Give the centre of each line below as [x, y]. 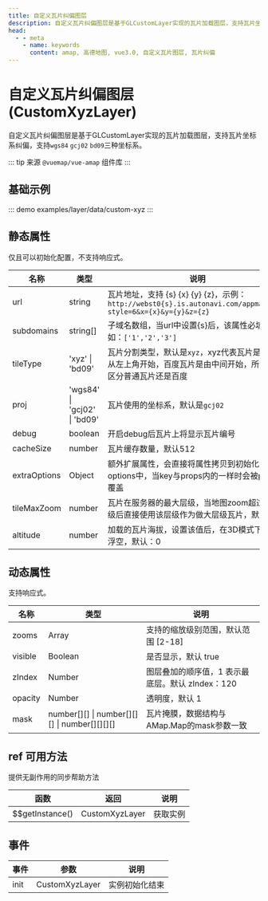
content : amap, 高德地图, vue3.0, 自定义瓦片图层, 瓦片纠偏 [122, 53]
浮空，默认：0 [134, 541]
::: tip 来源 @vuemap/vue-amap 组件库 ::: [69, 162]
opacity [27, 698]
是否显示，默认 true [183, 657]
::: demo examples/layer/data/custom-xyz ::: [81, 209]
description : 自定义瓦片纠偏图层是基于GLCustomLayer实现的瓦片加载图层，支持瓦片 [132, 23]
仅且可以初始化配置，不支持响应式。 [68, 257]
